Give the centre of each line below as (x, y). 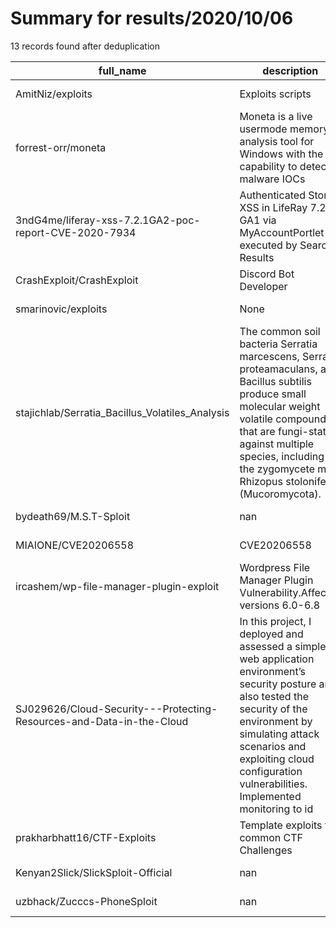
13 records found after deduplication (85, 46)
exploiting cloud (277, 759)
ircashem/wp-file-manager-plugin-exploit (117, 586)
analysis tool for (277, 141)
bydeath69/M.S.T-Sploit (73, 516)
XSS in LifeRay (273, 207)
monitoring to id (276, 809)
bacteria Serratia (278, 344)
